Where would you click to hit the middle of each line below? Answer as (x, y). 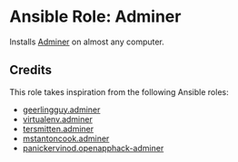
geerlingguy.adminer (61, 110)
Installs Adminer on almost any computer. (87, 42)
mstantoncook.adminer (66, 138)
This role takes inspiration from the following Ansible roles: (119, 91)
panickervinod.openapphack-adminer (93, 148)
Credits (31, 70)
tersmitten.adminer (58, 129)
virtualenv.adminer (57, 119)
